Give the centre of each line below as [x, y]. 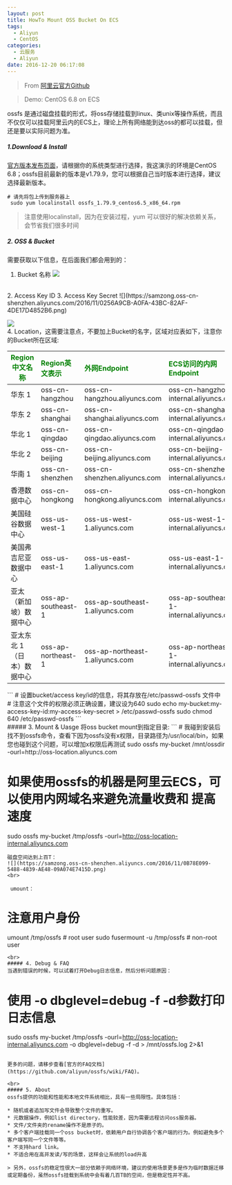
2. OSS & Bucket [31, 242]
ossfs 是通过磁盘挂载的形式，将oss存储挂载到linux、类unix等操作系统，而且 [115, 113]
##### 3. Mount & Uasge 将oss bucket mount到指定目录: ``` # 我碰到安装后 [114, 727]
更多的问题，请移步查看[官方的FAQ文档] [56, 1065]
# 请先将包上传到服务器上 [39, 197]
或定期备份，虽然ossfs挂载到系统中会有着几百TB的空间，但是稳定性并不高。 [100, 1175]
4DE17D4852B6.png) [37, 310]
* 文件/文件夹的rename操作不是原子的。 [57, 1126]
